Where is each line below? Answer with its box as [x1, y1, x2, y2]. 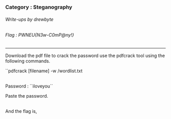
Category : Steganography [5, 4, 73, 11]
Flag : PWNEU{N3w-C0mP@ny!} [5, 32, 74, 38]
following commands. [5, 57, 50, 64]
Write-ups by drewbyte [5, 16, 54, 22]
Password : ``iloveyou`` [5, 83, 53, 89]
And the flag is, [5, 108, 37, 114]
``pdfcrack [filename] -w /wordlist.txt [5, 68, 83, 74]
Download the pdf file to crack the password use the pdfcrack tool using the [5, 52, 165, 58]
